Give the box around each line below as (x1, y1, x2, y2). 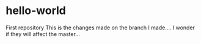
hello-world (5, 4, 67, 18)
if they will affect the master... (5, 30, 81, 37)
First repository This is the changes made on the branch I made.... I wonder (5, 24, 195, 31)
